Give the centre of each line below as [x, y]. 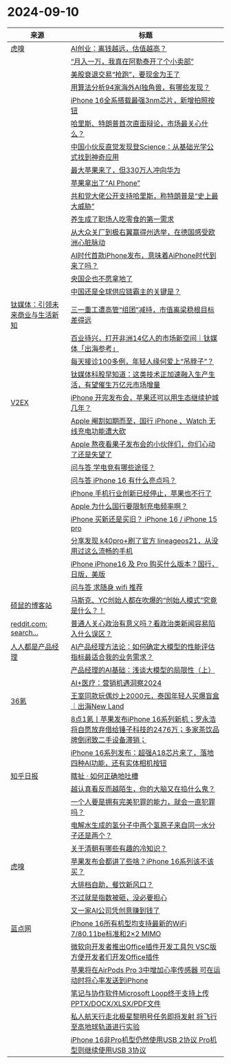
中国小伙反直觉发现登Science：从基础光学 [139, 147]
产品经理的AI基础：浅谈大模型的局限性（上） [143, 670]
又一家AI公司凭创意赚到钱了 [115, 910]
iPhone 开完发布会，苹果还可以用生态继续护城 [145, 397]
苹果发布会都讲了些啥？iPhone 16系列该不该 [142, 861]
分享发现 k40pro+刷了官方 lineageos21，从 [141, 541]
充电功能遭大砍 [101, 431]
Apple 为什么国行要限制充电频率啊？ [129, 506]
